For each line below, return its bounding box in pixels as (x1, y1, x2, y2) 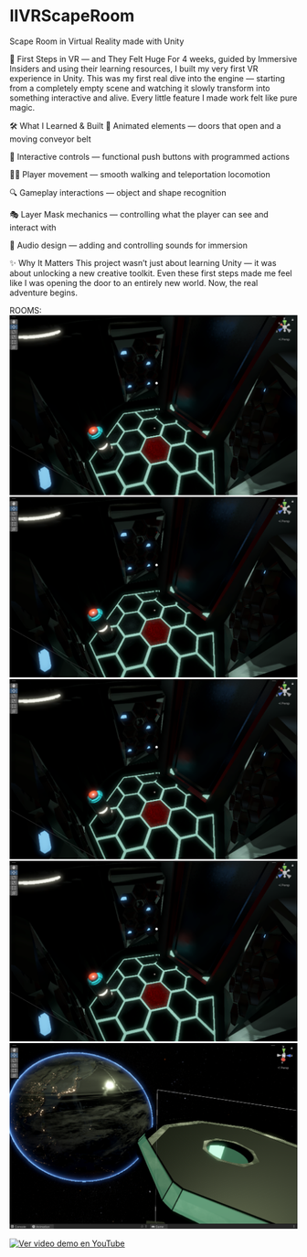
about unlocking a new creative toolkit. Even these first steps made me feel (9, 267, 292, 279)
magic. (9, 101, 36, 112)
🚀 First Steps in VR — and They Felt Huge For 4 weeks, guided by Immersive (9, 53, 298, 64)
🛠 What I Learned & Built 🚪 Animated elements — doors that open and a (9, 120, 281, 131)
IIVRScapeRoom (9, 5, 135, 27)
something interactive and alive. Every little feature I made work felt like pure (9, 92, 298, 103)
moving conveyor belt (9, 133, 91, 144)
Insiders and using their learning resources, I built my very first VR (9, 63, 259, 74)
